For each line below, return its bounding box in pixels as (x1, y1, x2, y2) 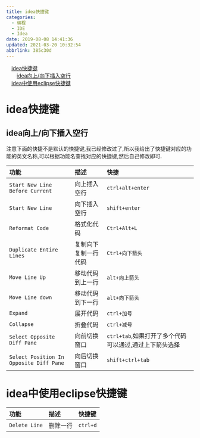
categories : (6, 14, 36, 20)
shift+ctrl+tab (107, 356, 150, 364)
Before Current (9, 187, 52, 194)
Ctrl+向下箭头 (107, 250, 143, 256)
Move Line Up (9, 274, 46, 281)
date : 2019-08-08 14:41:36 (6, 36, 73, 42)
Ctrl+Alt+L (107, 225, 137, 231)
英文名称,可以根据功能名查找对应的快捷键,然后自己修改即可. (16, 153, 162, 160)
